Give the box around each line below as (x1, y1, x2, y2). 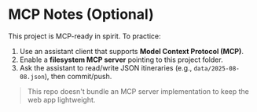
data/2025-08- (193, 64, 240, 72)
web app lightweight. (27, 95, 96, 104)
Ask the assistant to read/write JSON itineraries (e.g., (19, 63, 193, 72)
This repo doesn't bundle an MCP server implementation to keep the (27, 86, 250, 96)
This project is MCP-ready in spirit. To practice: (8, 31, 161, 41)
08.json (19, 73, 45, 81)
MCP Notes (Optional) (8, 5, 155, 23)
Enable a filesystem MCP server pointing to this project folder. (19, 55, 223, 64)
